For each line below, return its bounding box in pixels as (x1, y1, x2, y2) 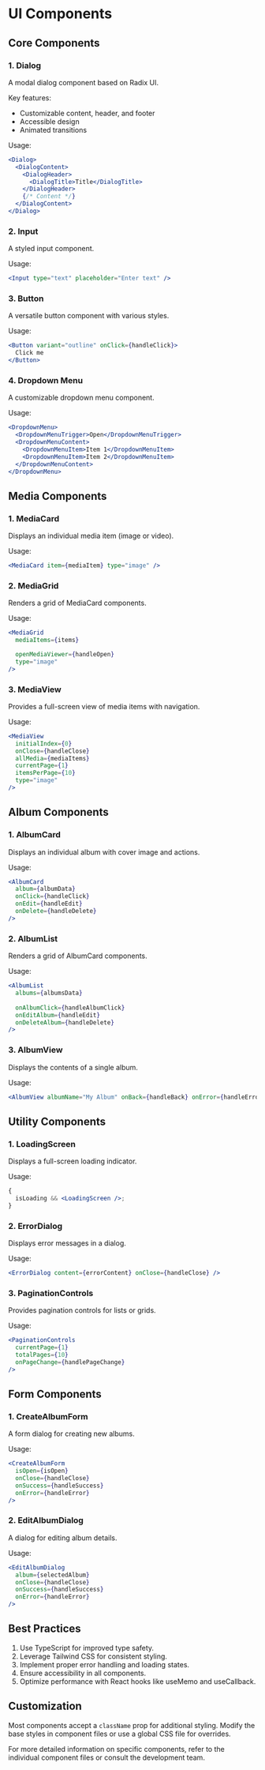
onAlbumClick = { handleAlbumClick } (15, 1004, 125, 1012)
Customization (8, 1700, 83, 1713)
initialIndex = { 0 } (15, 739, 73, 747)
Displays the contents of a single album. (8, 1062, 138, 1072)
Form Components (8, 1388, 103, 1400)
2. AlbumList (8, 933, 58, 944)
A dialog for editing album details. (8, 1533, 118, 1543)
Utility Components (8, 1114, 106, 1128)
